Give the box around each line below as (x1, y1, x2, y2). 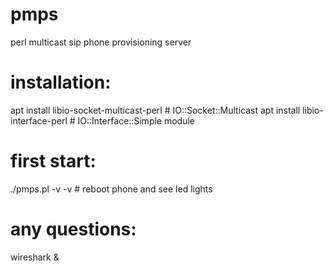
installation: (10, 71, 112, 94)
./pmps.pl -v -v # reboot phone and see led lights (10, 183, 213, 195)
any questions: (10, 218, 137, 240)
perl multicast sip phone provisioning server (10, 36, 192, 48)
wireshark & (10, 251, 60, 263)
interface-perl (10, 114, 68, 127)
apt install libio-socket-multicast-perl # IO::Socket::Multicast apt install (10, 104, 301, 116)
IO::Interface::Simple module (77, 114, 196, 127)
